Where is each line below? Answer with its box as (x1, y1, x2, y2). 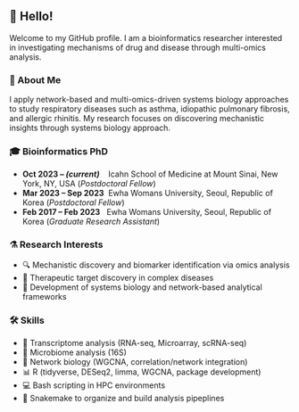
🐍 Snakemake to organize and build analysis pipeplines (21, 393, 225, 403)
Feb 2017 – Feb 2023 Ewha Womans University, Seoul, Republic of (21, 207, 272, 218)
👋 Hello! (9, 9, 54, 24)
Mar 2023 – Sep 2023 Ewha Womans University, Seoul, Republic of (21, 188, 274, 199)
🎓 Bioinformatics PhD (9, 145, 109, 158)
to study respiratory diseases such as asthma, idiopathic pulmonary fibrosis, (9, 103, 290, 114)
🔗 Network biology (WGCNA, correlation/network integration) (21, 357, 248, 367)
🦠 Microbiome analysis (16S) (21, 347, 128, 358)
